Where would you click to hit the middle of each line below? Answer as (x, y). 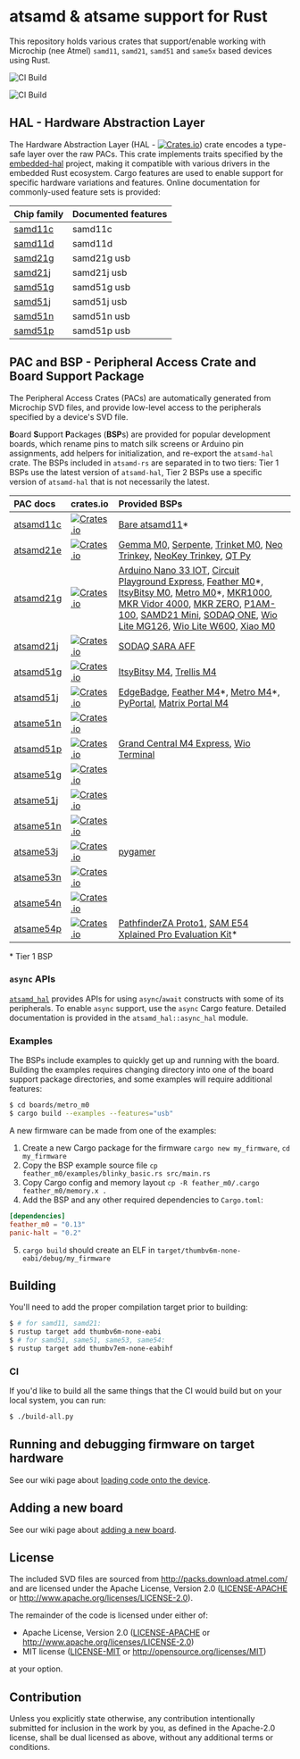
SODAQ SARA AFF (157, 646)
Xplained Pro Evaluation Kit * (178, 934)
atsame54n (38, 902)
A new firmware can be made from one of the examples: (113, 1130)
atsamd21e (38, 549)
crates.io (89, 504)
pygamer (137, 851)
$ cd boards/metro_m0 (50, 1105)
